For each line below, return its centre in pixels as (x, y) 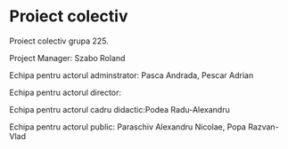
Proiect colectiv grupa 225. (59, 41)
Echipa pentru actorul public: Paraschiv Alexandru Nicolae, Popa (128, 127)
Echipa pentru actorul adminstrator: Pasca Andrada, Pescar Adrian (132, 75)
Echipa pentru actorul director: (66, 92)
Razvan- (263, 127)
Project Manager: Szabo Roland (67, 58)
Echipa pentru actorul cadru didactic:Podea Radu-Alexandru (119, 109)
